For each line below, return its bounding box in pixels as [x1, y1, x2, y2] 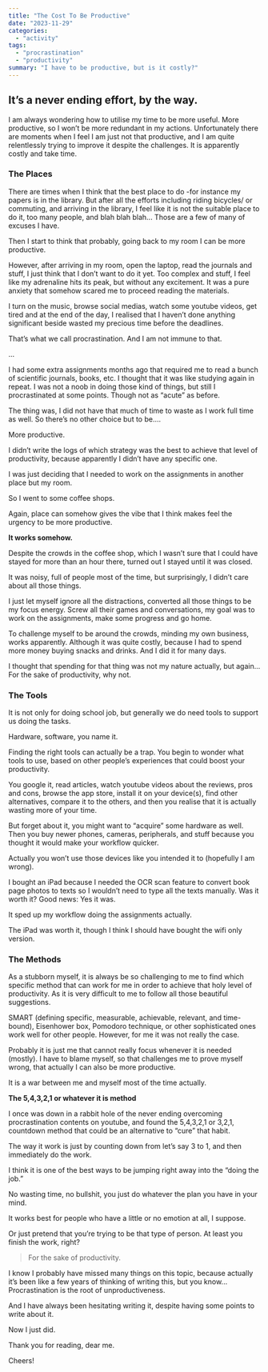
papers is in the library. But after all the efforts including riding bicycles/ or [8, 195, 253, 205]
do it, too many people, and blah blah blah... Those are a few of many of [8, 212, 246, 222]
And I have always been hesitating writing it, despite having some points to [8, 1301, 254, 1310]
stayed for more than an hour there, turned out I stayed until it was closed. [8, 557, 253, 566]
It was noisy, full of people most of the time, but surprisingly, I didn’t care [8, 572, 250, 582]
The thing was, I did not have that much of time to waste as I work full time [8, 406, 254, 415]
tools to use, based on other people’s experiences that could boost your [8, 756, 246, 766]
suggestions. [8, 998, 51, 1007]
